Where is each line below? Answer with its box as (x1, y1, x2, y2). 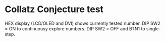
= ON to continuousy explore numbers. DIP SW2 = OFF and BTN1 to (5, 25, 145, 31)
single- (146, 25, 161, 31)
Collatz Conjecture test (5, 4, 104, 15)
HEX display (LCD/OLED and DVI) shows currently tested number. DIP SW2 (5, 20, 161, 26)
